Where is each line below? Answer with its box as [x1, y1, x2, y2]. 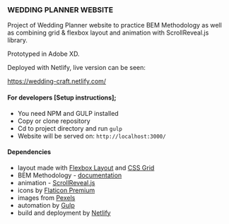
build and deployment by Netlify [17, 208, 111, 217]
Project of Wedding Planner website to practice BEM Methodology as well [7, 21, 223, 30]
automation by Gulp [17, 201, 76, 209]
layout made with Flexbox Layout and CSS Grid [17, 163, 155, 172]
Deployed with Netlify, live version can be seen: [7, 64, 146, 72]
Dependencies [7, 148, 52, 156]
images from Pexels [17, 193, 76, 202]
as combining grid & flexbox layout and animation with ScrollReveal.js [7, 28, 209, 37]
